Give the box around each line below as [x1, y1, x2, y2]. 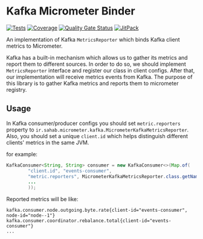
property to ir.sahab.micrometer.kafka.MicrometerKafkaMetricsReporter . [6, 126, 189, 133]
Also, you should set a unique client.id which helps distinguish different [6, 132, 188, 139]
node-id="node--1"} [6, 212, 56, 218]
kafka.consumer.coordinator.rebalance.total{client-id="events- [6, 218, 172, 224]
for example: [6, 150, 38, 158]
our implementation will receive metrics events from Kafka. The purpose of [6, 73, 193, 80]
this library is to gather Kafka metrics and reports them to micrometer [6, 80, 179, 87]
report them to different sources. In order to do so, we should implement [6, 60, 186, 68]
